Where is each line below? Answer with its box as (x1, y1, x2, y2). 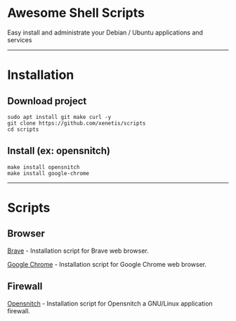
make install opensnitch (7, 163, 80, 170)
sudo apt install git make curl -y (7, 113, 112, 120)
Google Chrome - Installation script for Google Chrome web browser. (7, 260, 207, 268)
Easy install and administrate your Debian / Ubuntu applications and (7, 28, 204, 37)
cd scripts (7, 125, 39, 133)
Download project (7, 95, 87, 107)
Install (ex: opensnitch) (7, 145, 111, 157)
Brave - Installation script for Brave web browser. (7, 246, 149, 255)
